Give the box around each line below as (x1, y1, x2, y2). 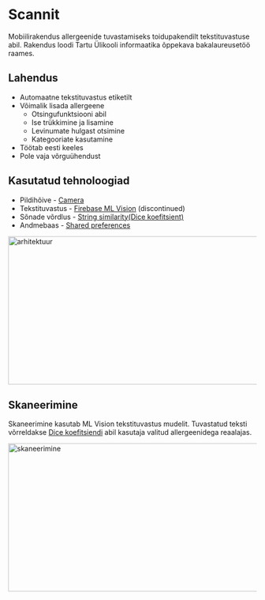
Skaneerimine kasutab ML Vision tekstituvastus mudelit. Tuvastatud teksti (8, 419, 248, 428)
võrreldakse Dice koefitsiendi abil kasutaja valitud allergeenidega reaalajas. (8, 428, 252, 437)
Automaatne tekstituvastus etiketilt (19, 92, 132, 102)
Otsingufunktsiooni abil (31, 109, 106, 119)
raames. (8, 48, 35, 58)
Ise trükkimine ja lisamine (31, 117, 114, 127)
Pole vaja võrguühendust (19, 151, 101, 160)
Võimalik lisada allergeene (19, 100, 105, 110)
